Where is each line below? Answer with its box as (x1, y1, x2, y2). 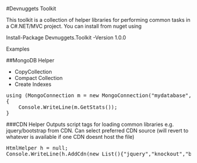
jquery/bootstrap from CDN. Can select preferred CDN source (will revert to (6, 127, 189, 134)
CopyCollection (14, 68, 52, 75)
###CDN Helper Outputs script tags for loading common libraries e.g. (6, 121, 174, 128)
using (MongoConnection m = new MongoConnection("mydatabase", (6, 92, 192, 99)
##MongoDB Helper (6, 57, 55, 64)
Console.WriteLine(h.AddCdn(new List (6, 151, 115, 157)
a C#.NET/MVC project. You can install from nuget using (6, 23, 142, 29)
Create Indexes (14, 81, 52, 88)
